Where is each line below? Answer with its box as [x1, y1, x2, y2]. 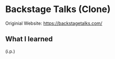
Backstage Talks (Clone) [5, 4, 111, 15]
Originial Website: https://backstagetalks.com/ [5, 20, 103, 26]
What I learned [5, 35, 53, 43]
